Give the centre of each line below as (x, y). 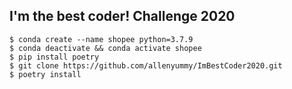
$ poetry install (45, 74)
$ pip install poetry (54, 57)
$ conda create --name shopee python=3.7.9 (101, 39)
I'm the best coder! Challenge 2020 (122, 16)
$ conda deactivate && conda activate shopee (105, 48)
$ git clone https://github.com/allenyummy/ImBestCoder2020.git (146, 65)
